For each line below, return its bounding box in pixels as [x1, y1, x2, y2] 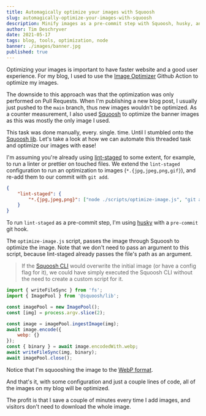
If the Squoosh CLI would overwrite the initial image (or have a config [21, 262, 196, 270]
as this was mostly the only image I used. [6, 117, 110, 124]
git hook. [6, 225, 29, 233]
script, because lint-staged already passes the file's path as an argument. [6, 250, 193, 258]
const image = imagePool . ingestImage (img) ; [6, 320, 120, 327]
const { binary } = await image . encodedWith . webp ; [6, 344, 139, 350]
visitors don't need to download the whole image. [6, 403, 131, 410]
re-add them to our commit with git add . [6, 173, 109, 180]
